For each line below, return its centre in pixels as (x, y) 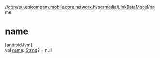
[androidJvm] (19, 45)
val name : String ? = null (29, 50)
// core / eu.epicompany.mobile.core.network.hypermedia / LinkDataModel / (78, 7)
